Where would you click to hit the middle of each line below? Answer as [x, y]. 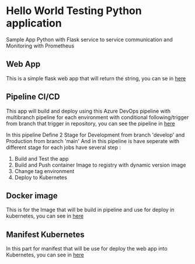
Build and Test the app [41, 158]
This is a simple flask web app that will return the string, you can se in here [96, 78]
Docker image [32, 196]
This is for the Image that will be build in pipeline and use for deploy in [90, 210]
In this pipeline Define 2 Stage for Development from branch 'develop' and [95, 135]
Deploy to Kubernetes [41, 177]
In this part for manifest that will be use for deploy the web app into [87, 249]
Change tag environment [44, 171]
